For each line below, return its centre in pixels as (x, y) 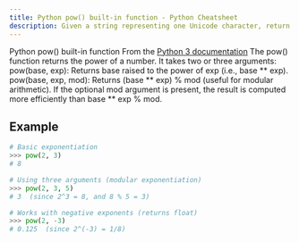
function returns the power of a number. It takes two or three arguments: (143, 61)
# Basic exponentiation (54, 147)
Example (34, 126)
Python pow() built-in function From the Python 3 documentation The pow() (149, 51)
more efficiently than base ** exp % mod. (86, 98)
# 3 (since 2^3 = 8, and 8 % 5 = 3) (80, 196)
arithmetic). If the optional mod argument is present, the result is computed (148, 89)
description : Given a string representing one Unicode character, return (150, 26)
